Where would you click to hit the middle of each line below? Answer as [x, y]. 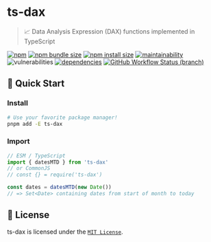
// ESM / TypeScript [37, 155]
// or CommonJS [29, 168]
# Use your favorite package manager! [62, 118]
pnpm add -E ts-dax [35, 124]
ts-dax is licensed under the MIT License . [65, 232]
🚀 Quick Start [36, 84]
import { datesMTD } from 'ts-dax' [58, 162]
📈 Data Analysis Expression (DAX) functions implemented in [109, 31]
